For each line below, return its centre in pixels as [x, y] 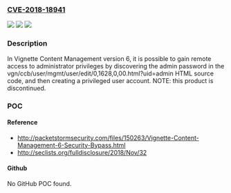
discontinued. [27, 88]
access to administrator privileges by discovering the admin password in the [116, 66]
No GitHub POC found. [39, 183]
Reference [22, 122]
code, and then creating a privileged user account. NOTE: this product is [110, 80]
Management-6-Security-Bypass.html [71, 145]
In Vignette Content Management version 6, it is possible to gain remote [109, 58]
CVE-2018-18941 [36, 10]
